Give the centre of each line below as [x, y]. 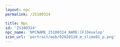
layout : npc [18, 10]
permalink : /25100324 [28, 14]
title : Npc [17, 23]
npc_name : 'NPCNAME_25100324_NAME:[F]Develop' [55, 33]
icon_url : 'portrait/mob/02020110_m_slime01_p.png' [61, 37]
